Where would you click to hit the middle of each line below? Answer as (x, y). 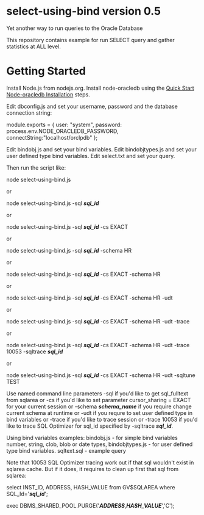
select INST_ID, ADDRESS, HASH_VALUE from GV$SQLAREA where (91, 487)
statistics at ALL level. (33, 46)
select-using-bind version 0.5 (84, 11)
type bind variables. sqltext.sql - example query (66, 450)
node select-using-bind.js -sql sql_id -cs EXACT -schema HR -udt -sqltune (101, 375)
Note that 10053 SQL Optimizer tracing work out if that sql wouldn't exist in (100, 463)
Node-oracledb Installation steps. (48, 94)
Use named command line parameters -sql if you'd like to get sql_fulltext (97, 393)
